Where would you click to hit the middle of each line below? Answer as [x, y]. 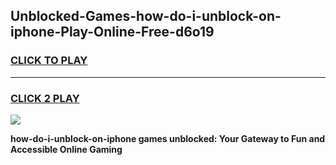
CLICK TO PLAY [49, 61]
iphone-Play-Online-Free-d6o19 [112, 32]
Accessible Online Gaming [66, 149]
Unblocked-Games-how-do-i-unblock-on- [146, 16]
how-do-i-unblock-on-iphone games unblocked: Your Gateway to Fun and [168, 138]
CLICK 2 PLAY [45, 98]
